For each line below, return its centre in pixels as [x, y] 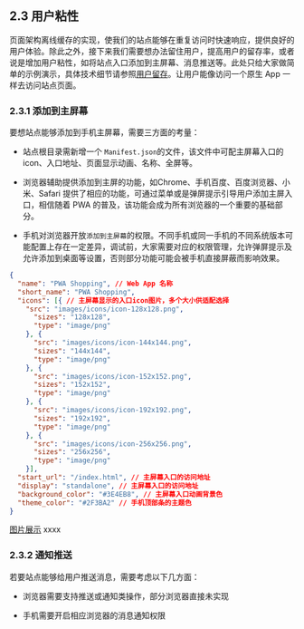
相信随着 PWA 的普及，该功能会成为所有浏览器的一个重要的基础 [157, 205]
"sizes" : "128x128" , [72, 317]
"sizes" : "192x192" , [72, 418]
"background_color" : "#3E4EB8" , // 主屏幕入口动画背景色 [120, 494]
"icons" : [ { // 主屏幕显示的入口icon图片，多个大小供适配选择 [123, 300]
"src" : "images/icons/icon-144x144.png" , [113, 343]
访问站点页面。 [53, 85]
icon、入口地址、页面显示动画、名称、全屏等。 [109, 163]
